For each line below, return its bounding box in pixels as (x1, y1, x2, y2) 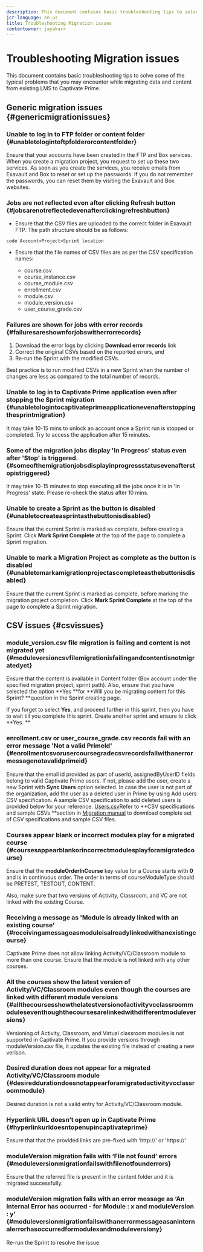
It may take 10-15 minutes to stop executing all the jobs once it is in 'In (6, 483, 180, 490)
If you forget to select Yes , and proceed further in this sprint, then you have (6, 706, 195, 714)
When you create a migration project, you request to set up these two (6, 157, 179, 165)
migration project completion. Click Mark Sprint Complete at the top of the (6, 596, 193, 603)
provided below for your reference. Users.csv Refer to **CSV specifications (6, 803, 195, 810)
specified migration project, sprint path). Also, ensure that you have (6, 681, 175, 689)
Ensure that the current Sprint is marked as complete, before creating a (6, 525, 184, 533)
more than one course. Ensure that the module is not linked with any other (6, 956, 190, 964)
